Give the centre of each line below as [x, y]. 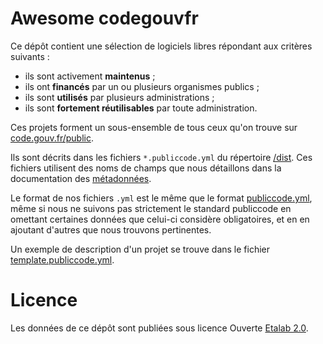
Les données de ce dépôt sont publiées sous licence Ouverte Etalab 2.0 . [159, 328]
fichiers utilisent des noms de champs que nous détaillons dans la [146, 168]
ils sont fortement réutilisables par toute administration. [141, 108]
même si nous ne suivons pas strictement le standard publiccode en [151, 208]
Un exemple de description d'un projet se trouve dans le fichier [140, 249]
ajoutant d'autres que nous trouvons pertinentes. [111, 229]
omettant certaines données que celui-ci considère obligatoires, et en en [160, 219]
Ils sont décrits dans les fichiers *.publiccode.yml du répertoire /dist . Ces [161, 157]
